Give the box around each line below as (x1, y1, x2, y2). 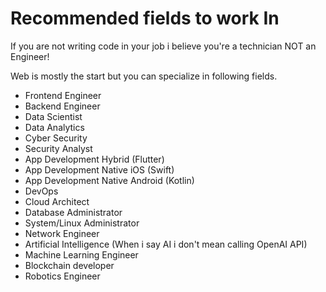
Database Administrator (24, 206, 123, 218)
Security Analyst (24, 142, 93, 154)
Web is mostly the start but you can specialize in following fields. (10, 70, 278, 82)
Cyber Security (24, 132, 88, 144)
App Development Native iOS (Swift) (24, 163, 175, 176)
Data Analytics (24, 121, 85, 133)
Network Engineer (24, 227, 100, 239)
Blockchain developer (24, 259, 115, 271)
